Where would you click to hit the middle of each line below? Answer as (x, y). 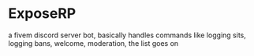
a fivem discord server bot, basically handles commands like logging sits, (127, 35)
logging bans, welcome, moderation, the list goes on (93, 43)
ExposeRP (42, 14)
